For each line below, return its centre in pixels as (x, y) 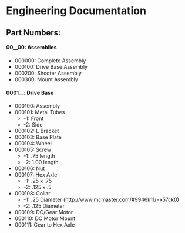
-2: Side (33, 124)
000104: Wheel (33, 143)
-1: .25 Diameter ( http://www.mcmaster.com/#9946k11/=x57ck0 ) (101, 199)
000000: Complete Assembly (50, 61)
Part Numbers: (33, 33)
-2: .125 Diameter (44, 206)
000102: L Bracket (37, 131)
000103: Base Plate (38, 137)
